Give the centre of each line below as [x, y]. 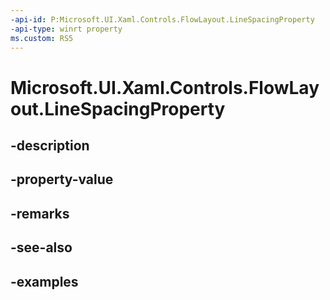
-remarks [40, 213]
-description [50, 145]
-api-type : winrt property [66, 29]
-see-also [41, 247]
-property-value [62, 179]
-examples [44, 281]
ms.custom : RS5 [42, 38]
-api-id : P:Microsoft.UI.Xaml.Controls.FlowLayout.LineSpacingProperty [162, 19]
